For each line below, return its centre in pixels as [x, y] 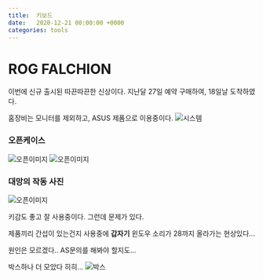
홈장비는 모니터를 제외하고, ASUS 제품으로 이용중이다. [91, 118]
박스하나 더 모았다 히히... [46, 266]
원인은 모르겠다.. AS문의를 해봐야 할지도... [72, 250]
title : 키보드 [31, 15]
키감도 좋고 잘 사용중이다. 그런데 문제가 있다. [76, 216]
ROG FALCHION [60, 69]
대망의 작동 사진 [36, 182]
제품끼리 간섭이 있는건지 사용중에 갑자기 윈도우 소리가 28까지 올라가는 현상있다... [131, 233]
